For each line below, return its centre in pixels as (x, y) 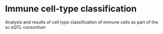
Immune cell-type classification (71, 9)
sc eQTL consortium (26, 27)
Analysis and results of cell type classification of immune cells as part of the (82, 22)
